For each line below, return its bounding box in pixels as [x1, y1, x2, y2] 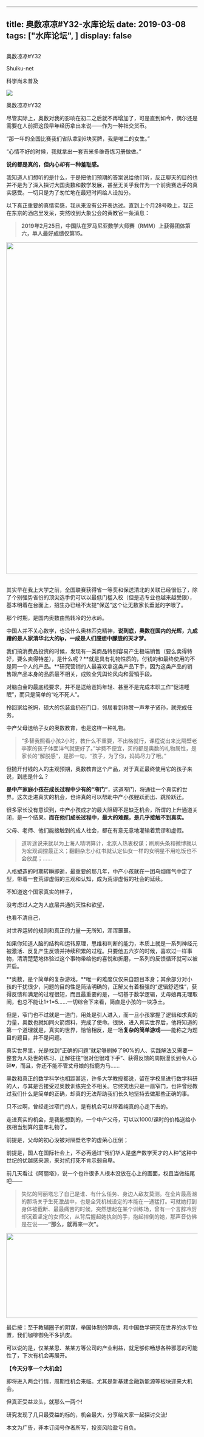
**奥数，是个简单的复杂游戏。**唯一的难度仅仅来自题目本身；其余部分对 [6, 975, 188, 982]
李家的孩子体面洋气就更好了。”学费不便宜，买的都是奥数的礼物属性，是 [21, 744, 197, 752]
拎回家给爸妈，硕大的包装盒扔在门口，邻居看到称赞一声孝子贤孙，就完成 [6, 704, 187, 711]
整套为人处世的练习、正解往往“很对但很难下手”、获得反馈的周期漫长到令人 [6, 1054, 192, 1061]
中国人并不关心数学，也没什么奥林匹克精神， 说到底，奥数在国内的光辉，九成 [6, 627, 198, 634]
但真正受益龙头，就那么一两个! [6, 1398, 83, 1405]
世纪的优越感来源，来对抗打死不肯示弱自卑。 [6, 1157, 118, 1164]
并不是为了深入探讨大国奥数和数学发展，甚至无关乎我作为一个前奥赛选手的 [6, 181, 192, 188]
